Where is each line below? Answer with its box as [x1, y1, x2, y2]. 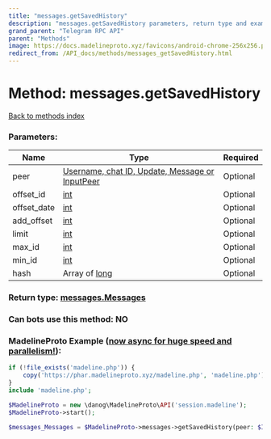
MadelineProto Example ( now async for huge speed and [8, 336, 232, 346]
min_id [12, 255, 38, 266]
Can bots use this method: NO [8, 314, 129, 325]
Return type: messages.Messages [8, 292, 147, 303]
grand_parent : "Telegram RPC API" [8, 27, 125, 35]
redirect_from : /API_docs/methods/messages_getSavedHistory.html [8, 49, 232, 57]
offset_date [12, 202, 55, 213]
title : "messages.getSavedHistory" [8, 11, 128, 20]
